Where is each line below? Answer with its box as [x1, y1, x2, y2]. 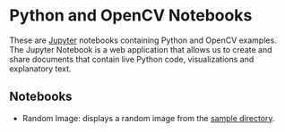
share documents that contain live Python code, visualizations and [9, 54, 255, 64]
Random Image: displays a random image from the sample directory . [22, 112, 275, 123]
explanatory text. [9, 63, 72, 74]
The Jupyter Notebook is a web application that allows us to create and [9, 44, 272, 54]
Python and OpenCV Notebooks [9, 5, 253, 26]
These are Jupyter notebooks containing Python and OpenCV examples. [9, 35, 277, 45]
